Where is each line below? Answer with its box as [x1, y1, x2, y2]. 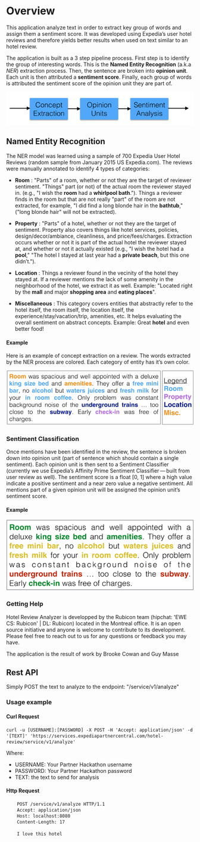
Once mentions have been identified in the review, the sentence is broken [6, 448, 186, 455]
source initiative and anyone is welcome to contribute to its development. [6, 626, 186, 633]
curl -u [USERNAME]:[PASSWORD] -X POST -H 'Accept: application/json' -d [6, 727, 193, 733]
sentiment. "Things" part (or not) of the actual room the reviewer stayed [14, 183, 192, 190]
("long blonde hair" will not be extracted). [14, 208, 117, 215]
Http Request [6, 787, 40, 794]
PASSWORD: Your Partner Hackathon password [14, 767, 132, 774]
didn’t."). [14, 257, 36, 265]
